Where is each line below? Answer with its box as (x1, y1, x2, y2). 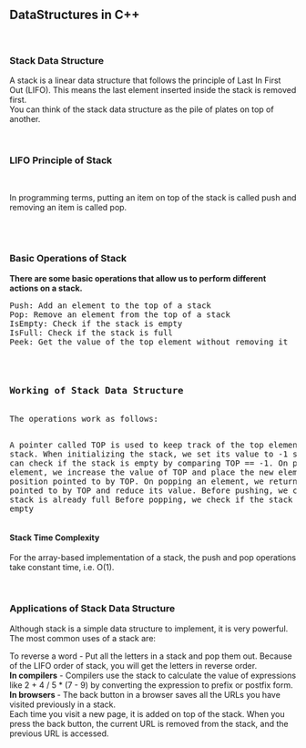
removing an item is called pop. (9, 202, 127, 213)
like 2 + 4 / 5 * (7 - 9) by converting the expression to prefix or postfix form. (9, 679, 293, 691)
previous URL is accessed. (9, 728, 109, 739)
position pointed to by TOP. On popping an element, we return (9, 476, 298, 487)
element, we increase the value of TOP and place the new (9, 467, 274, 477)
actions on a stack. (9, 282, 84, 293)
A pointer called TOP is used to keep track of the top (9, 440, 264, 450)
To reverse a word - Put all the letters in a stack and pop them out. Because (9, 651, 293, 661)
